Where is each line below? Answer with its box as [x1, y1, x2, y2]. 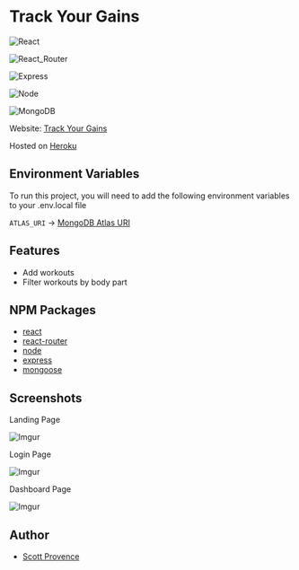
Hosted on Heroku [9, 140, 77, 151]
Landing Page [9, 415, 61, 425]
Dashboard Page [9, 484, 72, 495]
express [22, 355, 52, 365]
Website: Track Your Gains [9, 123, 108, 134]
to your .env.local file [9, 199, 87, 210]
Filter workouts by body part [22, 276, 128, 287]
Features [9, 243, 60, 259]
